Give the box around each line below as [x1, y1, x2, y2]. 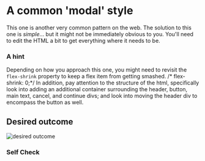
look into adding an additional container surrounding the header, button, [6, 86, 188, 93]
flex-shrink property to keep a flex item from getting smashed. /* [6, 73, 173, 80]
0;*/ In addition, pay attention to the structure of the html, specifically [24, 79, 199, 86]
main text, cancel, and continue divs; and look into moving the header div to [6, 92, 198, 100]
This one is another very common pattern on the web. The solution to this [6, 24, 192, 31]
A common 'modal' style [6, 4, 133, 18]
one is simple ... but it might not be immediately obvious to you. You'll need [6, 30, 194, 37]
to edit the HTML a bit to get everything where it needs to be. [6, 37, 160, 44]
